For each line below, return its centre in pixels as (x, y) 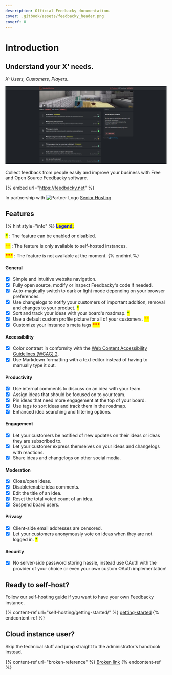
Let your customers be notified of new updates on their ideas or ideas (86, 435)
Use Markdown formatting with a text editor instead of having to (80, 360)
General (14, 268)
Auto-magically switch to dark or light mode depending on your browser (89, 291)
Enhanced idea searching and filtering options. (62, 411)
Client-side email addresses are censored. (57, 528)
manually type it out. (34, 365)
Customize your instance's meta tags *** (56, 325)
